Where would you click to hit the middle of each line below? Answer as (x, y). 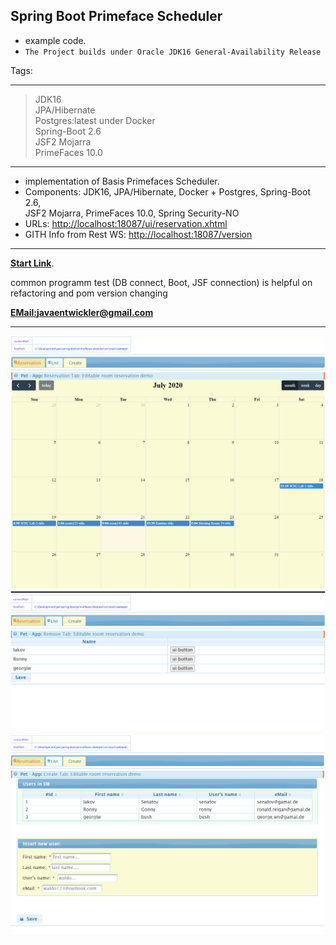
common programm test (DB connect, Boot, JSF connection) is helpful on (161, 282)
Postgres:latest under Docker (95, 120)
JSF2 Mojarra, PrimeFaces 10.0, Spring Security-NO (132, 213)
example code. (55, 40)
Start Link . (32, 263)
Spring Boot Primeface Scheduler (116, 16)
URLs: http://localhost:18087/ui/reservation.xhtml (126, 223)
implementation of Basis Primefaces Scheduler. (122, 181)
